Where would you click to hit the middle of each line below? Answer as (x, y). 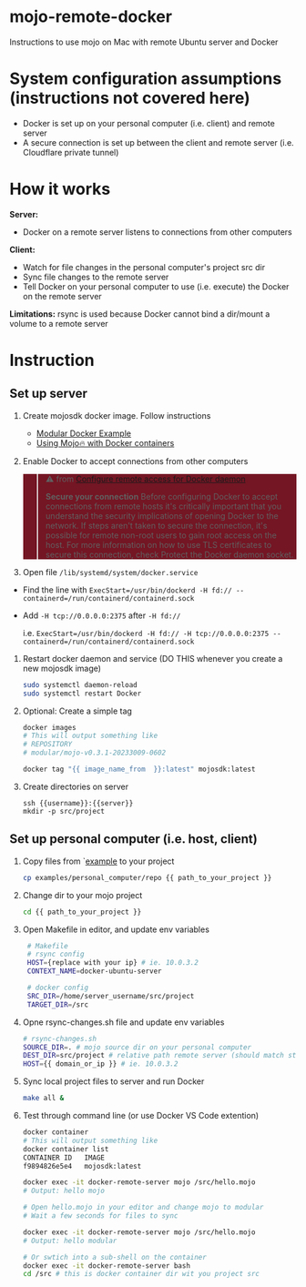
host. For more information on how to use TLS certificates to (158, 544)
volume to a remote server (59, 323)
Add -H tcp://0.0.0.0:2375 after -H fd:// (102, 615)
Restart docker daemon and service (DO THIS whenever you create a (153, 658)
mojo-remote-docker (91, 17)
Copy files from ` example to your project (98, 861)
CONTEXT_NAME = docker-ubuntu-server (94, 971)
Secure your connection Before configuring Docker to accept (162, 496)
